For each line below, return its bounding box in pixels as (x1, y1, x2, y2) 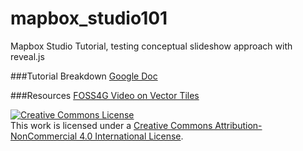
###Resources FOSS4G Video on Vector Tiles (10, 89, 200, 101)
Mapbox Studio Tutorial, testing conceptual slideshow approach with (10, 40, 293, 52)
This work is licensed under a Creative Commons (10, 119, 213, 131)
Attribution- (214, 119, 263, 131)
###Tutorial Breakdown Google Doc (10, 70, 158, 82)
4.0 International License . (79, 130, 184, 142)
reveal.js (10, 50, 45, 62)
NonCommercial (10, 130, 78, 142)
